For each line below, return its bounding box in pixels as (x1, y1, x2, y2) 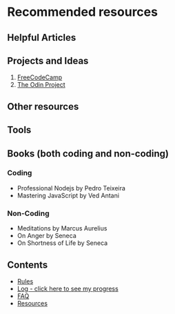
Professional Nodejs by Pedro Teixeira (17, 184, 126, 192)
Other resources (7, 101, 79, 112)
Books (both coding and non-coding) (7, 148, 169, 159)
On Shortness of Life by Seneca (17, 239, 108, 247)
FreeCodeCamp (17, 73, 63, 81)
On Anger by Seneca (17, 232, 77, 240)
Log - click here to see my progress (17, 284, 119, 293)
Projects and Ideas (7, 55, 89, 66)
